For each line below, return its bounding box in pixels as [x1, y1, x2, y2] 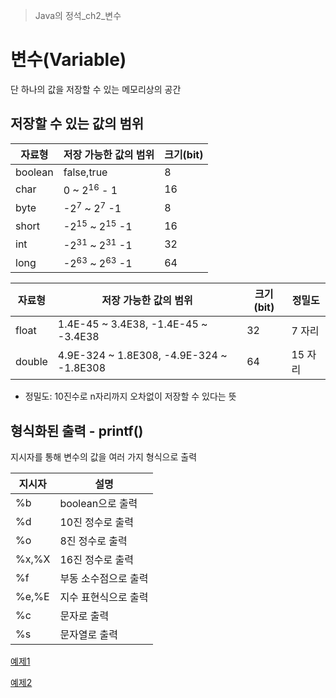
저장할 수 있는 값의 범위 [10, 115, 145, 133]
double [15, 355, 48, 369]
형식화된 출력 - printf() [10, 422, 144, 439]
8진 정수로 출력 [59, 534, 128, 548]
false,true [63, 165, 108, 179]
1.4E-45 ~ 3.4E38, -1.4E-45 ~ [57, 317, 208, 331]
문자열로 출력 [59, 628, 118, 642]
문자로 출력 [59, 609, 110, 623]
